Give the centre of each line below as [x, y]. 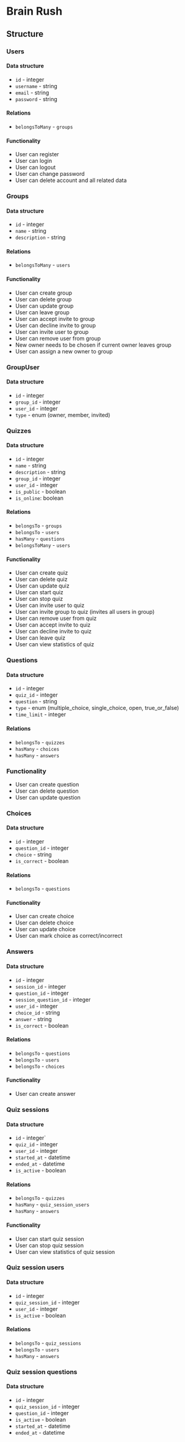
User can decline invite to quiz [53, 632]
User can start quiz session [49, 1239]
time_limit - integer [40, 714]
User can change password [50, 174]
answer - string [33, 1019]
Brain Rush [34, 11]
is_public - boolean [40, 491]
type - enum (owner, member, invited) [63, 415]
